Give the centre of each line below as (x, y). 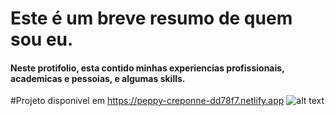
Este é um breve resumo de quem (151, 18)
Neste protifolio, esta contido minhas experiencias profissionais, (147, 68)
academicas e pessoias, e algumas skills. (98, 78)
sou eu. (42, 39)
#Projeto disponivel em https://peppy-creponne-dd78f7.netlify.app (147, 101)
